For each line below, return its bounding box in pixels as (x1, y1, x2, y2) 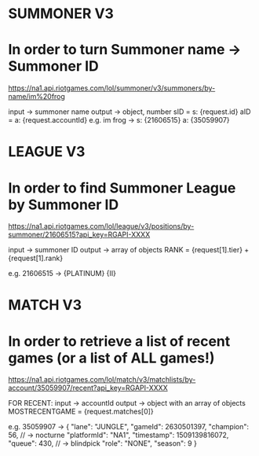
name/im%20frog (8, 92, 65, 101)
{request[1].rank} (8, 253, 64, 263)
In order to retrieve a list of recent (8, 332, 231, 350)
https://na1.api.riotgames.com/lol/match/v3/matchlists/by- (8, 375, 196, 384)
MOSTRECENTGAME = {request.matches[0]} (8, 406, 155, 417)
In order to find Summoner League (8, 178, 236, 197)
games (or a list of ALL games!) (8, 349, 215, 366)
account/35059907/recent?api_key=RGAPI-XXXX (8, 383, 168, 393)
